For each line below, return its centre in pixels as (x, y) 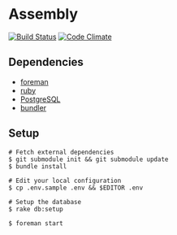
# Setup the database (45, 202)
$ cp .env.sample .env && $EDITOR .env (76, 188)
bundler (33, 107)
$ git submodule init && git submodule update (88, 159)
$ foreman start (36, 223)
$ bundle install (38, 166)
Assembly (43, 14)
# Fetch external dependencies (61, 152)
